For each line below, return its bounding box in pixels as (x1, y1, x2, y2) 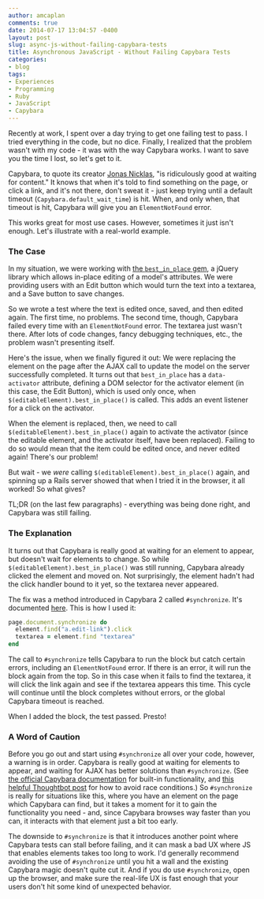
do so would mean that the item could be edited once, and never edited (8, 444, 240, 454)
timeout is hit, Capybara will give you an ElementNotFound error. (8, 203, 212, 212)
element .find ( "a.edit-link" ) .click (15, 625, 132, 634)
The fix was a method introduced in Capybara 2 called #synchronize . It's (8, 594, 243, 604)
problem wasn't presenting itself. (8, 338, 115, 347)
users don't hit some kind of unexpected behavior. (8, 882, 172, 892)
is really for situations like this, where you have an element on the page (8, 791, 239, 801)
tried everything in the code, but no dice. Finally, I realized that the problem (8, 137, 252, 146)
